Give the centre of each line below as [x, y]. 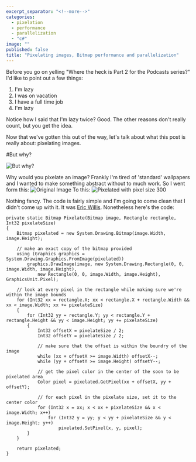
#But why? [19, 154]
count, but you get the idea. [39, 125]
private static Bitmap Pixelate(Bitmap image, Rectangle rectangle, [91, 218]
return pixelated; [39, 449]
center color [22, 402]
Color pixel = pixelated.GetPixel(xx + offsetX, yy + [104, 382]
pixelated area [25, 377]
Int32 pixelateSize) [31, 223]
